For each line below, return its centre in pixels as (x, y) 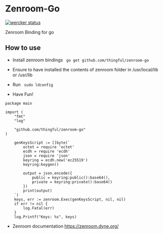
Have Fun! (23, 94)
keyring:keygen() (41, 164)
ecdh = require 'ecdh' (47, 151)
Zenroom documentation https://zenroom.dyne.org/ (65, 226)
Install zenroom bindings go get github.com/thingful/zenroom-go (81, 60)
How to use (23, 48)
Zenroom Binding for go (30, 32)
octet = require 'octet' (49, 147)
